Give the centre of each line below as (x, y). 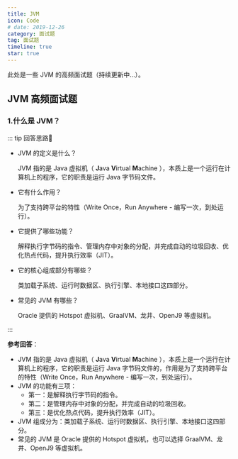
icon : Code (23, 21)
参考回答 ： (23, 344)
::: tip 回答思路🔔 (30, 138)
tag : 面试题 (23, 40)
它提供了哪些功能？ (46, 231)
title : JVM (23, 14)
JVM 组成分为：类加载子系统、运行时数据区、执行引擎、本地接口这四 (118, 421)
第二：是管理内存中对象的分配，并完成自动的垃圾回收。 (109, 403)
